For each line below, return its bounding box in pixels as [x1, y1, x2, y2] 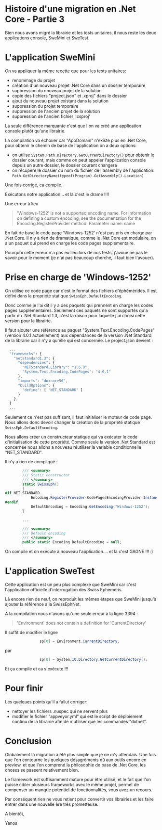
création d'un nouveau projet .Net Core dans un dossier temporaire [12, 82, 146, 88]
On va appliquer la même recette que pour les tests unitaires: [5, 68, 126, 74]
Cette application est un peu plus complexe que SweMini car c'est [5, 582, 136, 587]
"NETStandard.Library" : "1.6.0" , [22, 365, 90, 370]
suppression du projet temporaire [12, 103, 79, 109]
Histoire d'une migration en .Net [5, 3, 136, 15]
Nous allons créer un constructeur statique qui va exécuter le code [5, 434, 138, 440]
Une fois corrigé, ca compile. [5, 182, 63, 188]
